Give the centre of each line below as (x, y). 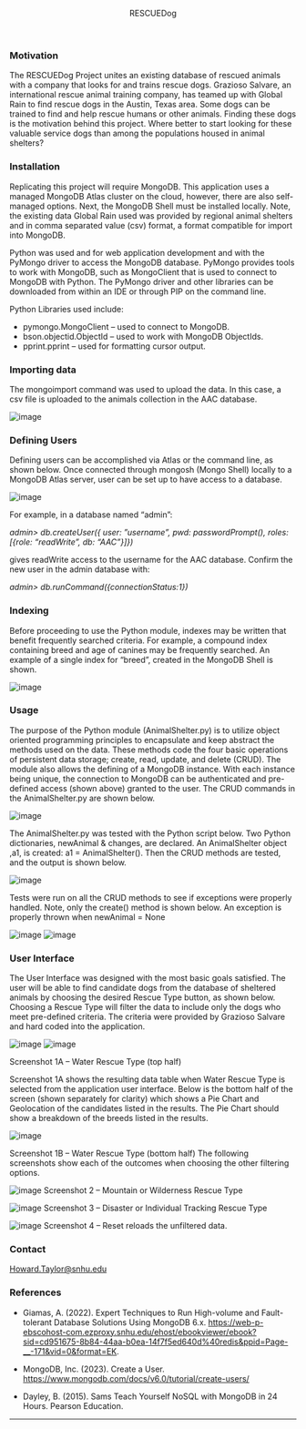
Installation (35, 167)
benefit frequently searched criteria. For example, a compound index (138, 640)
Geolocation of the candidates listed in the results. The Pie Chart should (144, 1108)
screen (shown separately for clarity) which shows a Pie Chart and (134, 1099)
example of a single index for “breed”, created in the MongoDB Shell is (141, 659)
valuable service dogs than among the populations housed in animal (138, 133)
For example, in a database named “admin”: (91, 515)
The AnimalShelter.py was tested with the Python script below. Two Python (150, 833)
